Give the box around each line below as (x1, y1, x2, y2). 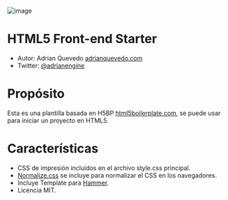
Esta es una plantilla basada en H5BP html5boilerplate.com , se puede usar (7, 109, 221, 117)
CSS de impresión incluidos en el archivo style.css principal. (17, 164, 191, 172)
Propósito (7, 86, 65, 102)
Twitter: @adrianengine (17, 61, 85, 70)
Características (7, 141, 99, 157)
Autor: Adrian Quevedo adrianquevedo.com (17, 54, 143, 62)
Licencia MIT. (17, 185, 56, 194)
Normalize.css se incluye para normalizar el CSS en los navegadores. (17, 171, 218, 179)
